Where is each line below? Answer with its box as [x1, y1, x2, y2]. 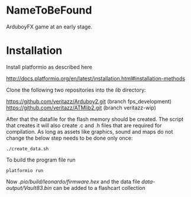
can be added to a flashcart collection [53, 184, 146, 191]
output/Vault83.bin [6, 184, 52, 191]
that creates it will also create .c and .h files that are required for [6, 122, 162, 129]
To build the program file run [6, 156, 76, 163]
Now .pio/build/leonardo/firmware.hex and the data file [6, 178, 141, 185]
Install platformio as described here [6, 63, 93, 70]
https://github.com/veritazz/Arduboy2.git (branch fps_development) [6, 98, 172, 105]
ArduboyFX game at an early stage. [6, 23, 93, 30]
